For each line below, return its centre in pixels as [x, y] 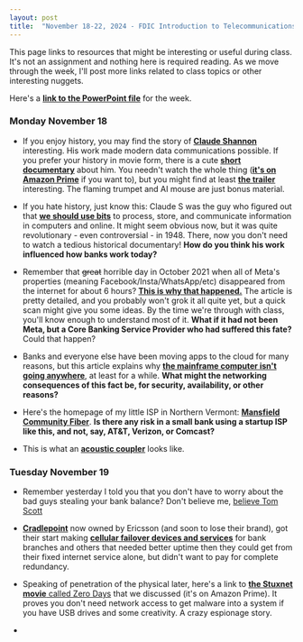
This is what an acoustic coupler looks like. [103, 448]
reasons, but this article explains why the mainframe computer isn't [149, 365]
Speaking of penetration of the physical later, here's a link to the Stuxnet [157, 584]
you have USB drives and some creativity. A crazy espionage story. [147, 613]
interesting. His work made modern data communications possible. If [151, 151]
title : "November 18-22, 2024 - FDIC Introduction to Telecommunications [153, 26]
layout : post [34, 18]
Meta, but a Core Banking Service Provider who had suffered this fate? [157, 329]
